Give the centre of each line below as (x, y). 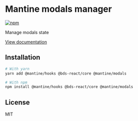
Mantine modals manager (59, 9)
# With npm (16, 82)
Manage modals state (27, 32)
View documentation (26, 42)
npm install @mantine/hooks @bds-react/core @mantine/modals (69, 87)
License (17, 102)
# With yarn (17, 69)
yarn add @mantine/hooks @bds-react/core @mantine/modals (66, 73)
